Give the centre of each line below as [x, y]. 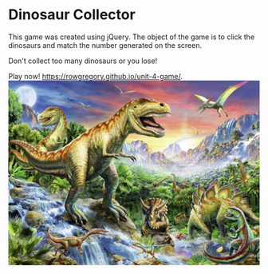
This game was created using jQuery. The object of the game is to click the [132, 37]
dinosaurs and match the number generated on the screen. [105, 45]
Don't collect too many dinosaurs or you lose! [83, 61]
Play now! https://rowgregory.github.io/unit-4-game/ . [96, 76]
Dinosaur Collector [72, 15]
